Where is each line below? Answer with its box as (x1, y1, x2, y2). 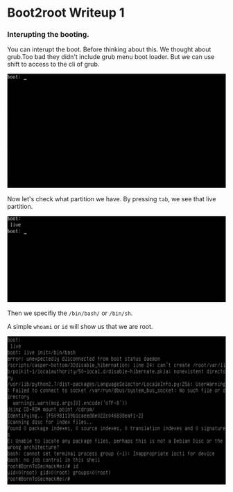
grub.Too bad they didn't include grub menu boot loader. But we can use (7, 53, 215, 61)
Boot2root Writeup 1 (7, 5, 125, 21)
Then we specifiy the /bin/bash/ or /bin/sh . (7, 309, 133, 317)
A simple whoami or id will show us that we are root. (7, 322, 153, 330)
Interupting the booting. (7, 30, 89, 40)
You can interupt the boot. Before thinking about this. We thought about (7, 45, 212, 53)
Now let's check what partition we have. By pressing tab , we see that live (7, 194, 216, 203)
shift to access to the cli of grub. (7, 60, 100, 69)
